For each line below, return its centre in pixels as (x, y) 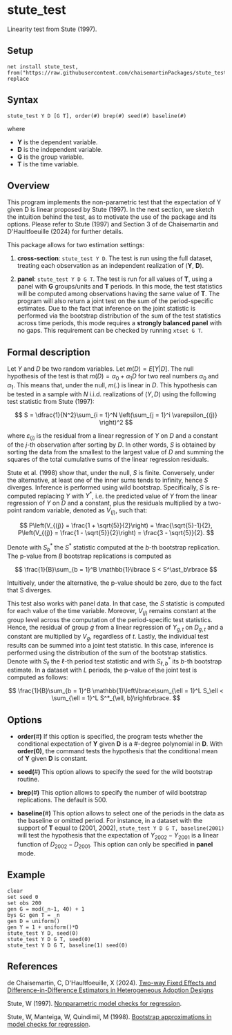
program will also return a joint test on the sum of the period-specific (115, 301)
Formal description (49, 352)
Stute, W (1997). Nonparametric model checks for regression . (95, 1004)
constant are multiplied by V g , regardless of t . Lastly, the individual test (108, 637)
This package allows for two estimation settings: (76, 245)
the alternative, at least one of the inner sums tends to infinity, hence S (108, 480)
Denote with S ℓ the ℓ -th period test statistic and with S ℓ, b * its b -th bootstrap (115, 661)
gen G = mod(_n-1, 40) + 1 (46, 909)
